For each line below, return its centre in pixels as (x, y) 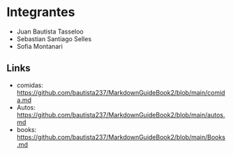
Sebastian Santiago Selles (54, 38)
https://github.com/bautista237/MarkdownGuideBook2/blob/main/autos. (121, 115)
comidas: (30, 85)
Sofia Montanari (40, 46)
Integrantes (41, 12)
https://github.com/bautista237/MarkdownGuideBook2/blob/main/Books (121, 137)
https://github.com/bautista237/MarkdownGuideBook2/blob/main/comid (121, 92)
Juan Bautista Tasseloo (50, 31)
